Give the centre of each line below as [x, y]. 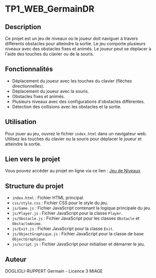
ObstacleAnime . [27, 224]
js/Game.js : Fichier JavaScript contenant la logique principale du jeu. [82, 208]
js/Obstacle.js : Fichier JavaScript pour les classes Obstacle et [76, 218]
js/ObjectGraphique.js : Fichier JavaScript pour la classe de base [78, 234]
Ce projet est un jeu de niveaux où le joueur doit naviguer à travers [71, 38]
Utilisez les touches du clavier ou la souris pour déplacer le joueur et [73, 139]
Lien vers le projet [33, 159]
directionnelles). [28, 86]
